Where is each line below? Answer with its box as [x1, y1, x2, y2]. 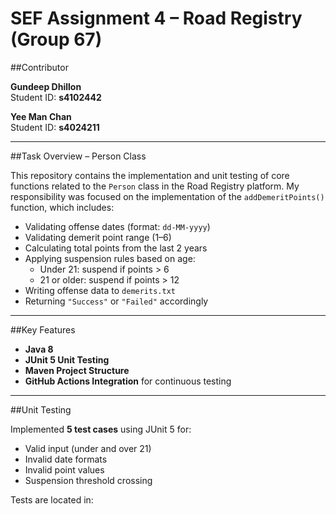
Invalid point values [24, 463, 105, 476]
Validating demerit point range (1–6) [24, 231, 172, 243]
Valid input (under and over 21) [24, 442, 152, 454]
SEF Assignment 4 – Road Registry [10, 7, 303, 30]
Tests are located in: [10, 493, 94, 506]
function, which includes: [10, 201, 115, 213]
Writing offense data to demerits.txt [24, 284, 176, 296]
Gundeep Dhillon [10, 80, 82, 92]
